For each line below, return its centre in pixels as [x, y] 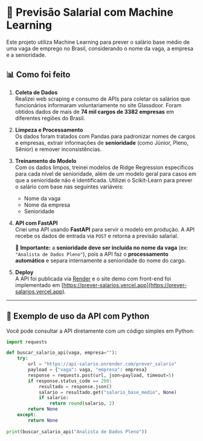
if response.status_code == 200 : [70, 381]
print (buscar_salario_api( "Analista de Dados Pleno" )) [77, 432]
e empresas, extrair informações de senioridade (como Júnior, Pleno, [102, 142]
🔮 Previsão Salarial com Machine [90, 12]
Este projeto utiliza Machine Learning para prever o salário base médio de [98, 42]
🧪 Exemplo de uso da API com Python [78, 317]
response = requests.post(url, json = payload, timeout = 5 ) [101, 375]
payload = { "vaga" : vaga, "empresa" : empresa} [88, 370]
